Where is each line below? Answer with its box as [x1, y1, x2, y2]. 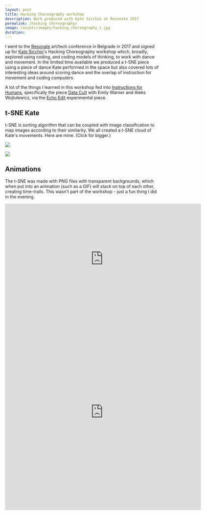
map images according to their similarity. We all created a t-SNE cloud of [5, 127, 152, 133]
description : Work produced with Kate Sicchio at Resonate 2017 [5, 16, 139, 21]
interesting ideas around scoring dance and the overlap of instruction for [5, 70, 152, 75]
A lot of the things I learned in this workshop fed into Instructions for [5, 84, 143, 90]
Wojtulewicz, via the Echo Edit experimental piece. [5, 95, 107, 101]
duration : [5, 30, 25, 35]
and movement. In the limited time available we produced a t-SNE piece [5, 59, 149, 65]
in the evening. [5, 193, 35, 199]
